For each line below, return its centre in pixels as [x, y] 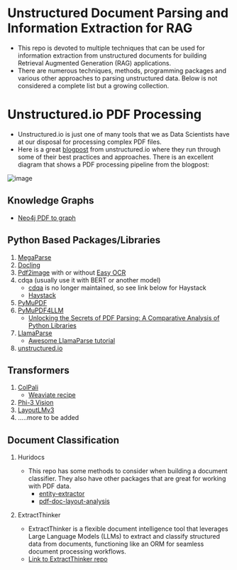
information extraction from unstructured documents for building [112, 56]
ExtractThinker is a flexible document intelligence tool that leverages [128, 529]
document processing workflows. [77, 551]
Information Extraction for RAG [100, 28]
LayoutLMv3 [36, 410]
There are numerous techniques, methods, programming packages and [122, 70]
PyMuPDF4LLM [40, 310]
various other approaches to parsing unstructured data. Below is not [117, 78]
